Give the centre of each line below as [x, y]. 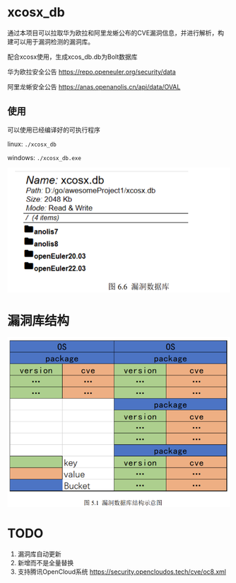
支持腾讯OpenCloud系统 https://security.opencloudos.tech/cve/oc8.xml [122, 572]
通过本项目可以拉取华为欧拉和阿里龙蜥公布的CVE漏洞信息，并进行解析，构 [116, 33]
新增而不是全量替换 [46, 562]
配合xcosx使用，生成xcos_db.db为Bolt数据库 [72, 57]
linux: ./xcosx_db [32, 144]
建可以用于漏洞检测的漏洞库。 [51, 41]
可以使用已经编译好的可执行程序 [54, 130]
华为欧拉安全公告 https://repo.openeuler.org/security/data [92, 72]
